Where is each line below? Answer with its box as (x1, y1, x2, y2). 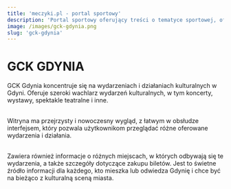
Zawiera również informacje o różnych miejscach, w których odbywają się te (7, 152, 223, 160)
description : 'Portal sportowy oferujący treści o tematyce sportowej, (7, 16, 217, 23)
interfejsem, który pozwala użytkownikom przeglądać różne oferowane (7, 124, 208, 133)
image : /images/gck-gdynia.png (7, 23, 97, 30)
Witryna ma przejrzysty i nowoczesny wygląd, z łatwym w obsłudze (7, 117, 199, 125)
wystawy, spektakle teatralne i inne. (7, 96, 109, 104)
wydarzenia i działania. (7, 131, 72, 140)
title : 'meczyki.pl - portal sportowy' (7, 10, 122, 17)
